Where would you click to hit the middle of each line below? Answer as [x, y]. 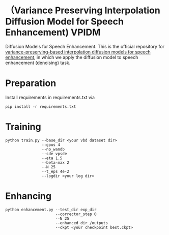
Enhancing [29, 196]
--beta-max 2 [55, 163]
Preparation [31, 83]
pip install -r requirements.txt [41, 107]
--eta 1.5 [52, 158]
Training [23, 127]
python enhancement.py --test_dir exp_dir [51, 210]
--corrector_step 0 [76, 214]
